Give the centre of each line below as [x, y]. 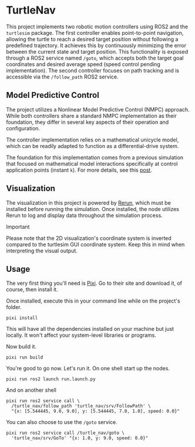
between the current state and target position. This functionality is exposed [97, 51]
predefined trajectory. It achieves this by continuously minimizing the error [96, 45]
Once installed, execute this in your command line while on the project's [93, 301]
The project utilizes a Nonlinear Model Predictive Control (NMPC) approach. [98, 109]
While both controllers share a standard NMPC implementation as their [92, 116]
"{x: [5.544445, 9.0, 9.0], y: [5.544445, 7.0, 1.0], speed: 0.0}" [96, 411]
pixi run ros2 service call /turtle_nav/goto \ [65, 433]
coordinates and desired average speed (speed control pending [83, 64]
